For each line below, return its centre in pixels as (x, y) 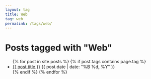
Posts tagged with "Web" (59, 48)
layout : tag (17, 10)
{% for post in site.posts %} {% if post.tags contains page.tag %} (79, 62)
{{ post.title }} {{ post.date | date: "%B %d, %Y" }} (64, 67)
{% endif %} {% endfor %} (40, 72)
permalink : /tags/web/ (29, 23)
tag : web (14, 19)
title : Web (16, 14)
